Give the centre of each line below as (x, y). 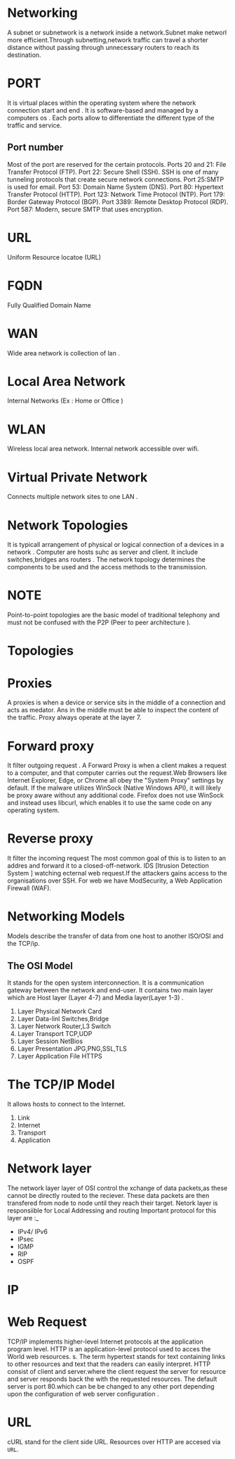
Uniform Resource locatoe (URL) (54, 257)
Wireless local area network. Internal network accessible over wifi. (103, 449)
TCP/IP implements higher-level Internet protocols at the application (105, 1341)
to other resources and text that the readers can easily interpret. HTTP (109, 1364)
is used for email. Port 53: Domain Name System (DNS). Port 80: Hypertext (115, 187)
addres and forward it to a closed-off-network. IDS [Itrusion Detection (108, 866)
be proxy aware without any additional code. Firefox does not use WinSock (116, 795)
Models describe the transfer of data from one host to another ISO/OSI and (115, 936)
